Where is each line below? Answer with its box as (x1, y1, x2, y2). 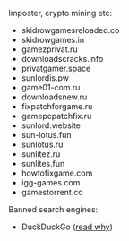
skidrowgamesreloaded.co (21, 25, 120, 35)
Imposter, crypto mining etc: (8, 8, 113, 18)
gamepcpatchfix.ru (21, 111, 92, 121)
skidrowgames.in (21, 35, 85, 45)
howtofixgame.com (21, 168, 93, 178)
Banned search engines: (8, 204, 99, 214)
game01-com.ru (21, 82, 81, 92)
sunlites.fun (21, 159, 65, 168)
